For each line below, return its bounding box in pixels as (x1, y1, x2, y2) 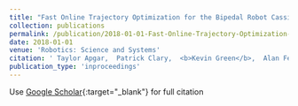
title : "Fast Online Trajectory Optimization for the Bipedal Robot (9, 12, 268, 22)
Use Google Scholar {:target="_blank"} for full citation (9, 86, 204, 97)
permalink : (9, 29, 50, 38)
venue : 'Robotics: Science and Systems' (9, 46, 161, 55)
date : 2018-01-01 (9, 37, 74, 47)
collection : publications (9, 21, 105, 30)
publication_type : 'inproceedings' (9, 63, 141, 72)
